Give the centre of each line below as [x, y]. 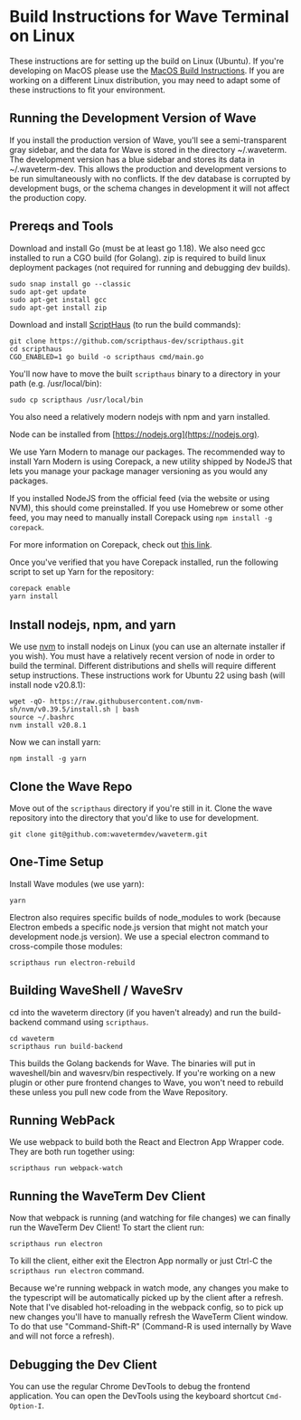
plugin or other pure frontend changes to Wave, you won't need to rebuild [146, 1082]
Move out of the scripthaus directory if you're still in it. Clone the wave [141, 808]
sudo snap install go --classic [70, 284]
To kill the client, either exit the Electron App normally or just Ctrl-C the [141, 1261]
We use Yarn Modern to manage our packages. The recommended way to [147, 452]
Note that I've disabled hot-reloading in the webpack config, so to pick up [146, 1307]
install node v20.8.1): [47, 685]
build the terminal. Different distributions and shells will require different [143, 666]
